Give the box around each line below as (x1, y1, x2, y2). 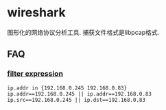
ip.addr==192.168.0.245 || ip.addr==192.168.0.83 (7, 90, 152, 97)
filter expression (7, 69, 64, 79)
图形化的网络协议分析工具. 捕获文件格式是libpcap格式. (7, 28, 160, 36)
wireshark (7, 5, 67, 20)
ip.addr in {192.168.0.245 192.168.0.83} (7, 84, 128, 92)
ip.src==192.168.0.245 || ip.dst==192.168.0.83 (7, 96, 146, 103)
